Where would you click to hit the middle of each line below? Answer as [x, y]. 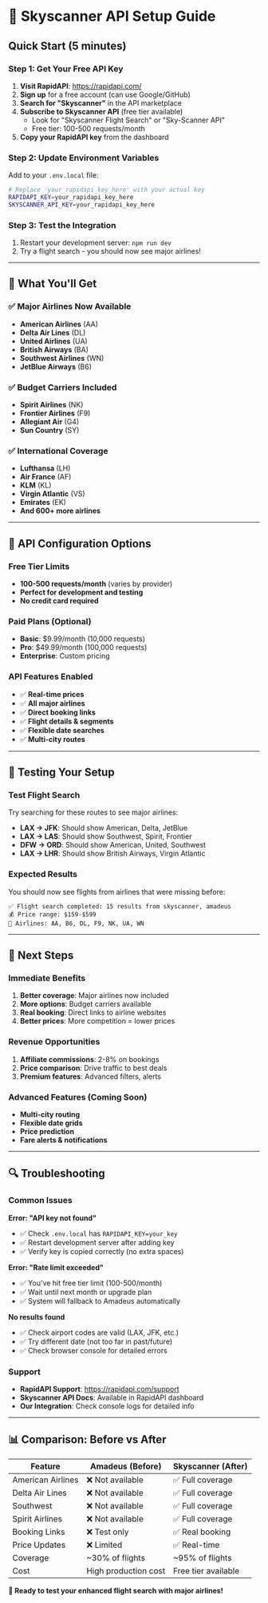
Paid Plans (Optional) [50, 621]
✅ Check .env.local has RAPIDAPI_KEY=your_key [99, 1233]
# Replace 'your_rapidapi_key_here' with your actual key [106, 190]
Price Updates [39, 1545]
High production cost [126, 1570]
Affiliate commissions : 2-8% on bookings [89, 1059]
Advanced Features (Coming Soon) [78, 1097]
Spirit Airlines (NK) [51, 405]
